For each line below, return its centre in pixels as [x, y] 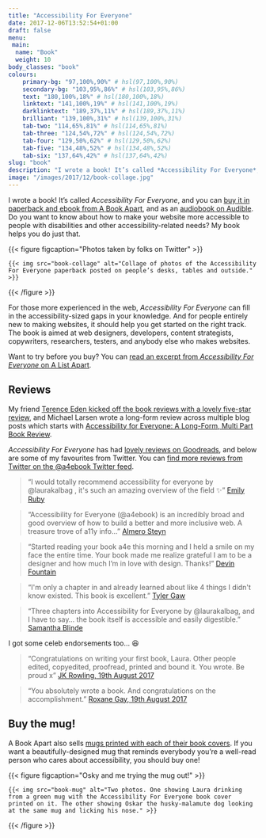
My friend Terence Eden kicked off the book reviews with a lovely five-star [130, 409]
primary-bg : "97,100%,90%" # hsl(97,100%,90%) [101, 82]
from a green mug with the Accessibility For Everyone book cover [120, 797]
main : [21, 45]
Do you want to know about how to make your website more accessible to [129, 217]
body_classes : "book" [44, 67]
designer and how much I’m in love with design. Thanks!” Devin [131, 563]
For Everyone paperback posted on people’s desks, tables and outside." [131, 270]
